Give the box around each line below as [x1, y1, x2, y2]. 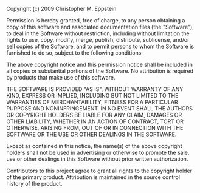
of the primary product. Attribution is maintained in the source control [6, 174, 181, 181]
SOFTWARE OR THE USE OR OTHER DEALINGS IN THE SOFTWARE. [6, 130, 177, 138]
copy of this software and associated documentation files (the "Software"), [6, 24, 195, 30]
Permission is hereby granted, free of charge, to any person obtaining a [6, 17, 185, 24]
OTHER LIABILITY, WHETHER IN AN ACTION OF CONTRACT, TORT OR [6, 118, 184, 125]
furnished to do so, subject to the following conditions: [6, 49, 143, 56]
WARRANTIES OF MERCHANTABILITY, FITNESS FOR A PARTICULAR [6, 98, 178, 106]
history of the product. [6, 180, 63, 187]
